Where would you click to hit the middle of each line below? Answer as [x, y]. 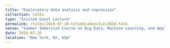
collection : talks [25, 14]
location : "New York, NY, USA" [38, 38]
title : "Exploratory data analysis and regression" [61, 10]
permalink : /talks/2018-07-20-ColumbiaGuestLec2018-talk [67, 24]
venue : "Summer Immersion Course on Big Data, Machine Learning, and [80, 28]
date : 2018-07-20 [24, 33]
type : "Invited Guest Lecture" [38, 19]
